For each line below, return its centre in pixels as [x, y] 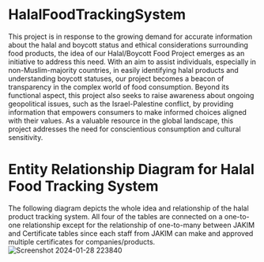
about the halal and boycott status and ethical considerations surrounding [128, 44]
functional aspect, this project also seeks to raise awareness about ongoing [131, 95]
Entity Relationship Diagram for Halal [132, 170]
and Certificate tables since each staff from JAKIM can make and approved [131, 233]
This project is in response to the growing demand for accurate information [130, 36]
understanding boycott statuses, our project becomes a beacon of [116, 78]
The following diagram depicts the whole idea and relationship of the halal [128, 208]
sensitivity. [26, 137]
